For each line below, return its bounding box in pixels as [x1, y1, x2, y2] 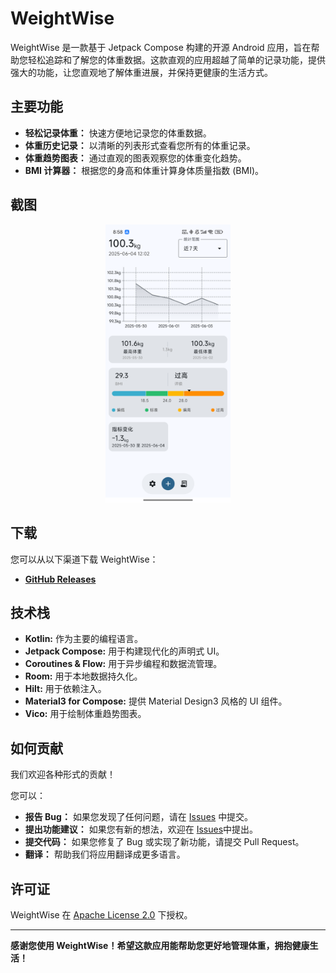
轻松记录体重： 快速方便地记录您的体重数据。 [24, 127, 212, 139]
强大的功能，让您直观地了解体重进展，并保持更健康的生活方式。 [10, 66, 273, 78]
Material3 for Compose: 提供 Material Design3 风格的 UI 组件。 [24, 695, 288, 707]
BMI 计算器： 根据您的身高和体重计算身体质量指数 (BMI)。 [24, 164, 265, 176]
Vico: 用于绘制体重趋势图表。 [24, 708, 147, 720]
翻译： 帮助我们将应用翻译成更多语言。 [24, 848, 186, 861]
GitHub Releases [24, 573, 97, 585]
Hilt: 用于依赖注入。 [24, 683, 107, 695]
